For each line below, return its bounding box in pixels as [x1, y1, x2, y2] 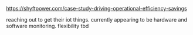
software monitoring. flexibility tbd [6, 23, 89, 29]
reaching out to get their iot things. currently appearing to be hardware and [6, 16, 188, 23]
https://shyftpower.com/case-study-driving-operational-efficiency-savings [6, 5, 187, 12]
